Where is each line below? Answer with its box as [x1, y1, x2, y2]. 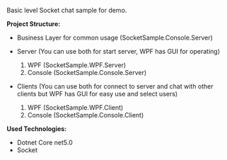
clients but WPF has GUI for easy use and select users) [16, 90, 178, 98]
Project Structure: [6, 20, 61, 28]
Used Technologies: [6, 125, 67, 133]
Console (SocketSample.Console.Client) [27, 111, 144, 119]
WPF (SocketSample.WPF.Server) [27, 61, 127, 69]
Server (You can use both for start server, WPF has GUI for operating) [16, 47, 221, 55]
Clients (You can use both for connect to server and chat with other [16, 82, 214, 91]
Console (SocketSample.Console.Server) [27, 69, 147, 76]
